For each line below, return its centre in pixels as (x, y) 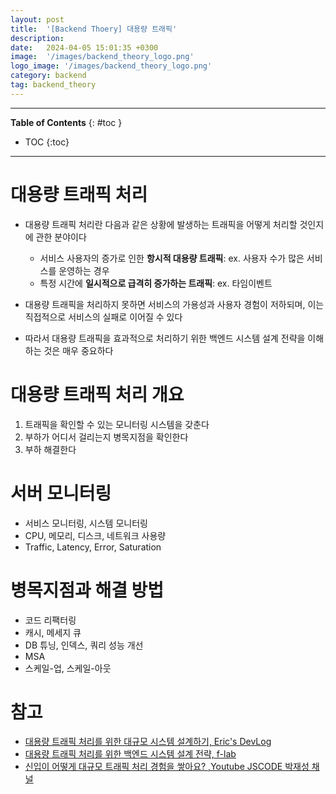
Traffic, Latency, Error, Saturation (93, 547)
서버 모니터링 (61, 493)
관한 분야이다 (61, 237)
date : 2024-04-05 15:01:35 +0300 (84, 47)
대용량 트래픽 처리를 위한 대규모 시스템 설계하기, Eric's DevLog (148, 742)
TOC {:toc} (47, 142)
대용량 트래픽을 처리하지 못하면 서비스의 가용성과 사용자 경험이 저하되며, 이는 (174, 304)
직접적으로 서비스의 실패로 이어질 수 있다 (103, 317)
